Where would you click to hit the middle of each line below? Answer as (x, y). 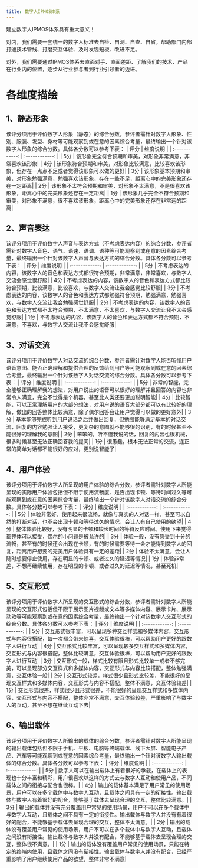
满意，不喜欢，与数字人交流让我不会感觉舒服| (61, 325)
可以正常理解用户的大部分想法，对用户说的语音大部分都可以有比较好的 (101, 404)
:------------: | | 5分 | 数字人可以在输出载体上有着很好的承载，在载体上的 (94, 770)
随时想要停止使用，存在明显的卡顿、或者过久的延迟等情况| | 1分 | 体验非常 (95, 559)
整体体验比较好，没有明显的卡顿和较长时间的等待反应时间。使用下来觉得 (103, 529)
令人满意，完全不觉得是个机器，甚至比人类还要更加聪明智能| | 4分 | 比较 (98, 397)
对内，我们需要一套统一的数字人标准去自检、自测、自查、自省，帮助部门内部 (99, 41)
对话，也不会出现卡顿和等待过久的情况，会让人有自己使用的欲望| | (106, 522)
